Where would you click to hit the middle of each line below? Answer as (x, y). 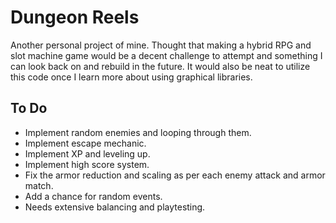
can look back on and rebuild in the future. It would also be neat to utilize (160, 66)
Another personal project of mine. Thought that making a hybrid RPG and (161, 45)
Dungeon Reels (75, 17)
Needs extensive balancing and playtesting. (115, 207)
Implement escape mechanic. (85, 143)
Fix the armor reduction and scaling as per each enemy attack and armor (175, 175)
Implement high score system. (87, 164)
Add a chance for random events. (93, 196)
